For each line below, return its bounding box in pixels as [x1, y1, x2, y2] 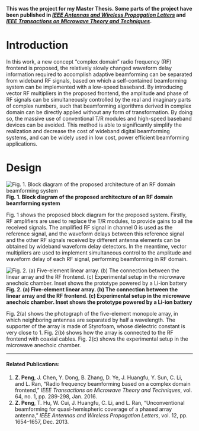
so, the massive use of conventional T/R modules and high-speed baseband [6, 115, 192, 122]
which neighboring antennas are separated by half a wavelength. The [6, 316, 176, 323]
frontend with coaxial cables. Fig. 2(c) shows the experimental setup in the [6, 335, 188, 342]
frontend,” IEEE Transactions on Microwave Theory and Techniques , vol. [14, 386, 192, 394]
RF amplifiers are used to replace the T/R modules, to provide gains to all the [6, 217, 193, 225]
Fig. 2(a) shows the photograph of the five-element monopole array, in [6, 310, 179, 317]
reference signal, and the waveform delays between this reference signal [6, 230, 185, 237]
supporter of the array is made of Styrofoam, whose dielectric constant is [6, 322, 185, 329]
